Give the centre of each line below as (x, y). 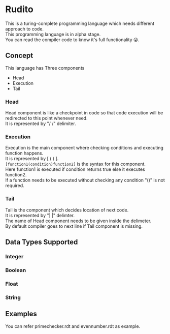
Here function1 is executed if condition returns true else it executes (75, 169)
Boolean (16, 270)
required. (15, 186)
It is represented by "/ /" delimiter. (41, 124)
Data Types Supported (42, 242)
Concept (19, 56)
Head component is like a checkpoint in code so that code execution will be (84, 113)
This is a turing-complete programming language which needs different (80, 23)
